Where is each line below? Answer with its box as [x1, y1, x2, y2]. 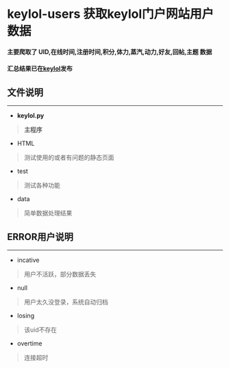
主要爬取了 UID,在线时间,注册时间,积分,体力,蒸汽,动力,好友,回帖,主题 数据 [7, 47, 212, 55]
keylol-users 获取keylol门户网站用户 [7, 6, 214, 22]
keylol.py [16, 111, 44, 120]
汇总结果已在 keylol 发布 [7, 64, 73, 73]
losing [16, 312, 35, 319]
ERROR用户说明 [7, 231, 74, 243]
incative [16, 256, 40, 264]
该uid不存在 [23, 326, 57, 334]
